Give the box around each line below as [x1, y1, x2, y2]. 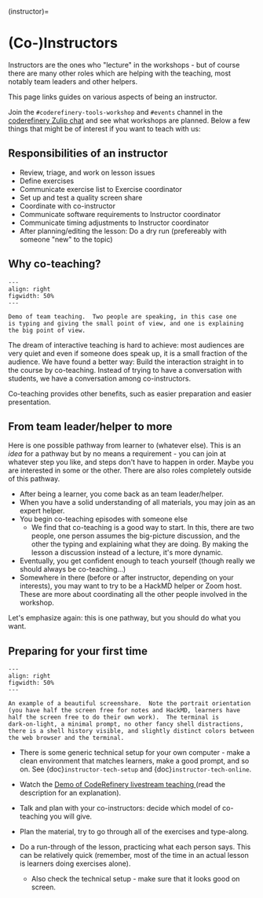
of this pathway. [8, 474, 60, 484]
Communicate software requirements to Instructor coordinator [19, 209, 221, 219]
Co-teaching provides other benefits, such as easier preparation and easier [8, 388, 252, 398]
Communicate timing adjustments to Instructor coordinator [19, 218, 210, 227]
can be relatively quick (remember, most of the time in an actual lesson [19, 851, 250, 860]
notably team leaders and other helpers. [8, 76, 138, 86]
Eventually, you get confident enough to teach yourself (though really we [19, 556, 256, 565]
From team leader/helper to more [8, 420, 173, 433]
